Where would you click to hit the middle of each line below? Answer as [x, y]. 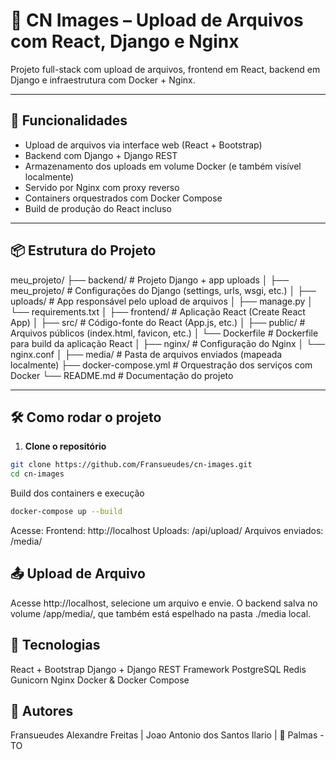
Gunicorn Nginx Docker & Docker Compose [100, 680]
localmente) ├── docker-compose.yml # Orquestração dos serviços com [161, 365]
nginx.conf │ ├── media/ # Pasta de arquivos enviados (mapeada [146, 354]
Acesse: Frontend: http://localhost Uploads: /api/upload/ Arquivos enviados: [167, 530]
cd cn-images [37, 474]
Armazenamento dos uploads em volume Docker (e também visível [163, 166]
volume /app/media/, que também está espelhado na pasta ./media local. [161, 613]
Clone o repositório [65, 446]
